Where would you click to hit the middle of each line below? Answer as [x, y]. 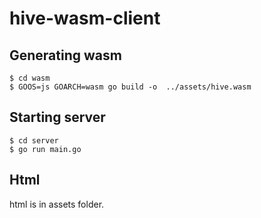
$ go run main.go [45, 149]
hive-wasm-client [85, 18]
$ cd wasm [30, 78]
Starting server [57, 117]
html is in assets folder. [57, 204]
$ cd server [34, 140]
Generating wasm [65, 55]
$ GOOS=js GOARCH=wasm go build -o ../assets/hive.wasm [130, 87]
